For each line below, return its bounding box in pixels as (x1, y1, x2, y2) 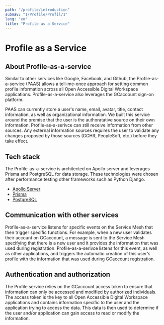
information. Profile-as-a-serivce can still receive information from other (5, 122, 153, 128)
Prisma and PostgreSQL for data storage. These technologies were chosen (5, 171, 159, 177)
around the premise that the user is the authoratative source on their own (5, 117, 155, 123)
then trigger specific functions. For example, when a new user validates (5, 229, 152, 235)
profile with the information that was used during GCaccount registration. (5, 256, 155, 262)
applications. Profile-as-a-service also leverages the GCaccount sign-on (5, 92, 154, 98)
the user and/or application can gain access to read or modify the (5, 310, 140, 316)
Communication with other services (5, 211, 119, 219)
